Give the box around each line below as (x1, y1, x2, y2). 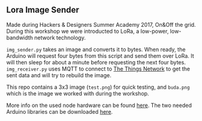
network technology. (34, 33, 86, 41)
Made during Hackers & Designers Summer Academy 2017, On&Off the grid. (6, 21, 196, 28)
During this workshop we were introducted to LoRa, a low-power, (6, 27, 169, 35)
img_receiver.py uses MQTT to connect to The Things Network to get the (6, 65, 190, 72)
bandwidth (6, 33, 33, 41)
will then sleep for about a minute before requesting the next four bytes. (6, 58, 186, 66)
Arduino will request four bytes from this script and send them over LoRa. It (6, 52, 194, 60)
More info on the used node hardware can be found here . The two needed (6, 102, 192, 109)
